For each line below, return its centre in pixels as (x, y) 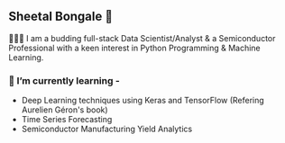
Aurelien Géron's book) (65, 110)
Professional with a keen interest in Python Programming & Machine (134, 48)
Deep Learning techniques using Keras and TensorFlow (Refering (143, 101)
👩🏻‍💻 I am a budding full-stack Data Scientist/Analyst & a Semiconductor (142, 38)
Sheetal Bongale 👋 (61, 17)
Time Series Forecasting (67, 120)
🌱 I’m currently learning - (64, 80)
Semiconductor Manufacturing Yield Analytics (107, 129)
